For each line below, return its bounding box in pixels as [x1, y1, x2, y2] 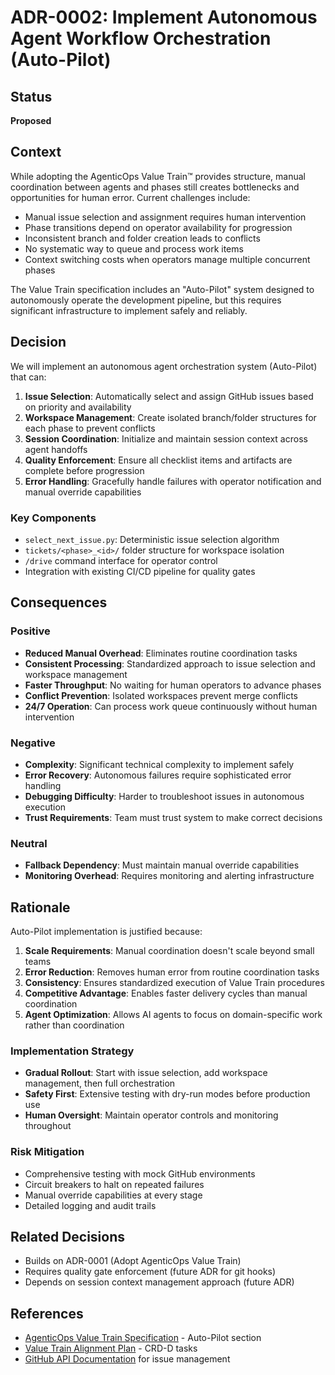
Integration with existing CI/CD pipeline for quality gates [24, 565, 256, 577]
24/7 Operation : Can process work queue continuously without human [24, 700, 318, 712]
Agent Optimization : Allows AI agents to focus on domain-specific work [24, 1009, 323, 1021]
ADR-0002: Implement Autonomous [10, 6, 318, 29]
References [10, 1305, 84, 1322]
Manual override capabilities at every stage [24, 1189, 203, 1201]
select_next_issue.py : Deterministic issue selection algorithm [24, 533, 280, 545]
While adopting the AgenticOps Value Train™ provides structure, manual [10, 170, 306, 182]
